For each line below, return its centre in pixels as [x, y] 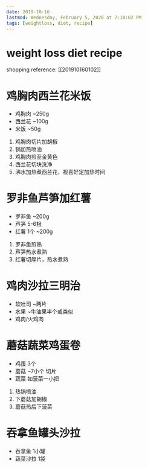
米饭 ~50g [28, 129]
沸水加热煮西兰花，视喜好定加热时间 [60, 172]
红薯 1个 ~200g [34, 232]
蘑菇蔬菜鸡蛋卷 [43, 346]
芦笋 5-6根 [28, 224]
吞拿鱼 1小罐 [30, 451]
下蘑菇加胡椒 [31, 399]
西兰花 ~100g [31, 121]
